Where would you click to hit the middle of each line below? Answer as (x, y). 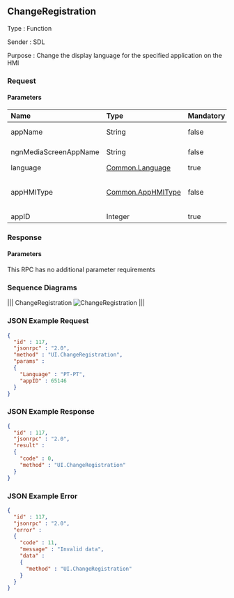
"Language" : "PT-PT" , (53, 374)
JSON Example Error (42, 496)
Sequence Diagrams (42, 287)
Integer (118, 216)
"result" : (29, 446)
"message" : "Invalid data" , (62, 550)
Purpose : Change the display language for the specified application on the (115, 55)
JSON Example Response (51, 412)
